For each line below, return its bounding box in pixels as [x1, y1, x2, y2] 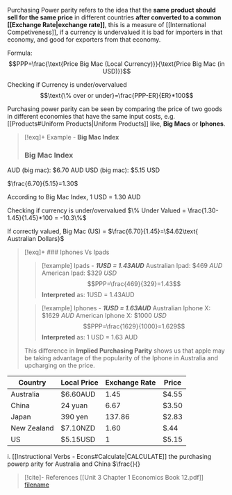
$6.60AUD [60, 389, 96, 399]
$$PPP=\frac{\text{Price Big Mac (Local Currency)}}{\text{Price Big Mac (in [8, 60, 225, 68]
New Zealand [10, 423, 54, 433]
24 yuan [60, 401, 88, 410]
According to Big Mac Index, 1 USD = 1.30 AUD [7, 193, 141, 201]
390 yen [60, 412, 89, 422]
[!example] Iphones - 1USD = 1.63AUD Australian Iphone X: [41, 304, 210, 312]
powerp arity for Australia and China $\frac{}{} [7, 460, 141, 468]
